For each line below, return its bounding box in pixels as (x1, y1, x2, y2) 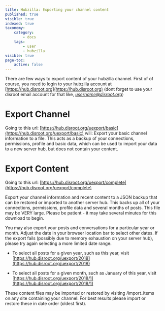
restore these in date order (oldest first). (5, 301, 87, 306)
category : (14, 30, 34, 35)
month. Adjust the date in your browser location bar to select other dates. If (5, 230, 158, 236)
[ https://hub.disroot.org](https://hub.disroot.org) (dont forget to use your (5, 86, 153, 92)
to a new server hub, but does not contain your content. (5, 146, 118, 152)
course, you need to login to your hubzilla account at (5, 81, 112, 87)
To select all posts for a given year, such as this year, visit (12, 250, 130, 256)
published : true (5, 12, 38, 17)
